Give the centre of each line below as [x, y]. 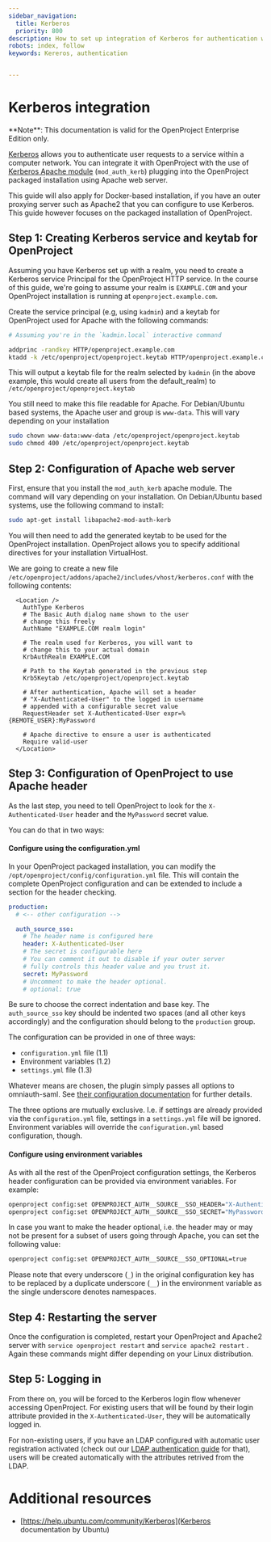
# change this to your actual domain [86, 650]
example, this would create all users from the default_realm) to [112, 381]
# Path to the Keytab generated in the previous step [115, 671]
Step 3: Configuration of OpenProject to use [121, 774]
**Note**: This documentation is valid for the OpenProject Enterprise [124, 129]
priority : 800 [39, 31]
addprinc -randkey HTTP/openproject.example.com [92, 350]
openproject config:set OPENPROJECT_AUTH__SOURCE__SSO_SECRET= [117, 1212]
